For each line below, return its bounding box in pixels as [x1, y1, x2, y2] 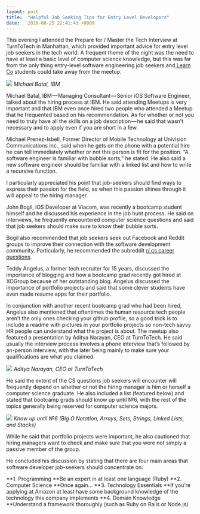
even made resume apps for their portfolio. [6, 290, 112, 297]
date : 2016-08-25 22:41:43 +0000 [6, 20, 95, 26]
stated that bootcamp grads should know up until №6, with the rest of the [6, 396, 187, 404]
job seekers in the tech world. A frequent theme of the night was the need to [6, 49, 194, 56]
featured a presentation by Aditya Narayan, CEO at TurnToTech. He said [6, 334, 183, 341]
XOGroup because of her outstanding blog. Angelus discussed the [6, 278, 170, 285]
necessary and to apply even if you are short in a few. [6, 124, 139, 131]
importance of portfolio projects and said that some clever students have [6, 284, 185, 291]
